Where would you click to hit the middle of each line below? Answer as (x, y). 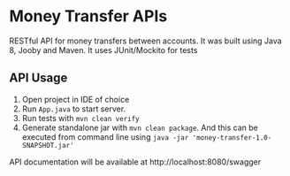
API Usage (38, 78)
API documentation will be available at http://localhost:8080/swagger (135, 162)
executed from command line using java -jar (105, 137)
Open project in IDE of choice (76, 99)
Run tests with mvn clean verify (80, 118)
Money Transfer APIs (88, 16)
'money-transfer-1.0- (232, 138)
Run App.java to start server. (74, 109)
